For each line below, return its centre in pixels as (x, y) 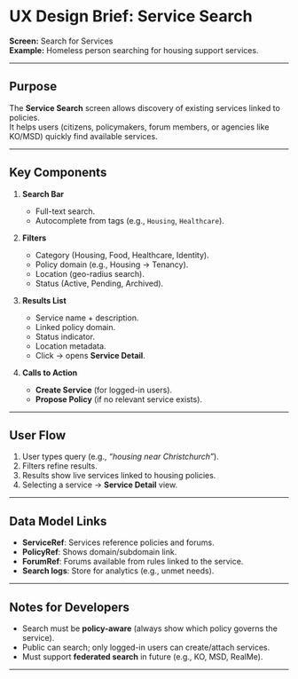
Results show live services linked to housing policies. (119, 476)
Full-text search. (65, 211)
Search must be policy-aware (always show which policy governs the (149, 628)
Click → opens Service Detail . (90, 355)
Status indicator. (65, 336)
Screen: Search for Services (61, 41)
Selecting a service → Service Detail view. (100, 485)
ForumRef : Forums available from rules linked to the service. (133, 562)
